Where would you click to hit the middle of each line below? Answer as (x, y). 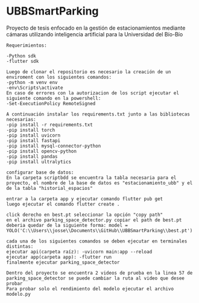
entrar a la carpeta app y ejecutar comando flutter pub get (85, 199)
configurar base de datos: (40, 172)
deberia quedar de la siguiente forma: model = (67, 225)
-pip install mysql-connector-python (54, 146)
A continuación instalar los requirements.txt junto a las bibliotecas (98, 114)
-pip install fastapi (33, 140)
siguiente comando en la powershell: (54, 98)
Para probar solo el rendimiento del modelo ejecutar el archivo (90, 288)
